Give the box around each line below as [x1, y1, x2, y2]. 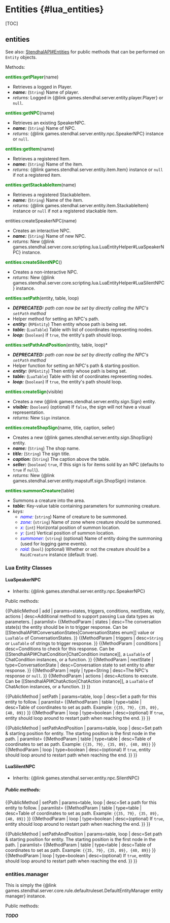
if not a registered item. [12, 172, 62, 178]
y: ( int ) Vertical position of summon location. [20, 529, 115, 536]
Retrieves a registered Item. [12, 155, 71, 161]
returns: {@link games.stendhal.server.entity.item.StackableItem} [12, 202, 149, 208]
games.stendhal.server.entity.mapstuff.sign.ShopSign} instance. [12, 478, 147, 484]
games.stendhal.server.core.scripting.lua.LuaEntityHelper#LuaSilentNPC [12, 279, 165, 286]
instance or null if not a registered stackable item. [12, 208, 118, 214]
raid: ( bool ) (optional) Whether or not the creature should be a [20, 546, 150, 552]
